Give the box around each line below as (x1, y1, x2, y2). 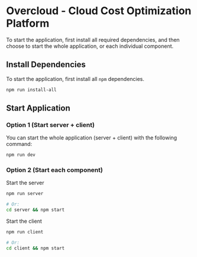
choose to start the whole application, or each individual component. (6, 43, 174, 50)
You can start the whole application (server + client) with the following (6, 134, 177, 141)
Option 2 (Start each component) (6, 166, 104, 174)
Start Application (6, 103, 70, 113)
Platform (6, 17, 50, 30)
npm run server (6, 191, 44, 197)
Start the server (6, 179, 44, 187)
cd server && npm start (6, 207, 65, 213)
